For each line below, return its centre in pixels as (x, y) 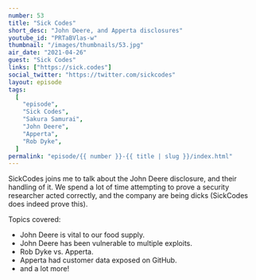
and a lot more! (45, 269)
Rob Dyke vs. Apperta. (56, 252)
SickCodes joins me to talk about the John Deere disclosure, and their (122, 179)
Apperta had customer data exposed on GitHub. (98, 260)
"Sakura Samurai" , (53, 119)
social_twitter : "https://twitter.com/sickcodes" (92, 75)
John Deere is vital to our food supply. (82, 235)
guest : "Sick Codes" (43, 60)
